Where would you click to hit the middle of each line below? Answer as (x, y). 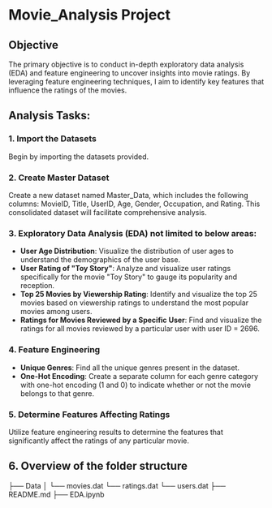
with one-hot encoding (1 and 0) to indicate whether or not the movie (136, 385)
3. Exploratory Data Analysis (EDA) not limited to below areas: (133, 233)
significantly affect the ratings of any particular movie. (99, 441)
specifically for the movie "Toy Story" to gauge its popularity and (129, 277)
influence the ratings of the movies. (68, 90)
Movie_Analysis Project (90, 15)
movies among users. (56, 312)
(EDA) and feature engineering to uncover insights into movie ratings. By (130, 73)
